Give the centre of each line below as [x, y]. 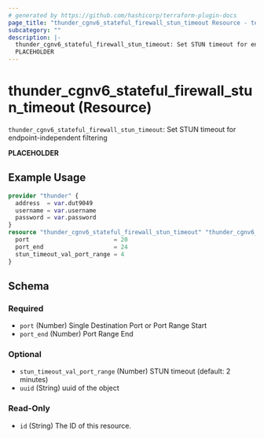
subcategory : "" [35, 30]
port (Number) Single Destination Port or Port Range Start [113, 326]
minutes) [34, 380]
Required [26, 308]
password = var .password [56, 218]
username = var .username [56, 210]
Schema [29, 286]
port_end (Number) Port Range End [76, 334]
